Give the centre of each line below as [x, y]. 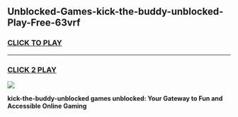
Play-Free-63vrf [44, 23]
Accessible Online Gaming [47, 106]
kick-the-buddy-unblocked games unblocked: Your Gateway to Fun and [115, 98]
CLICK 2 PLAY [32, 69]
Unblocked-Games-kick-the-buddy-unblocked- [115, 12]
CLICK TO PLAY [35, 43]
